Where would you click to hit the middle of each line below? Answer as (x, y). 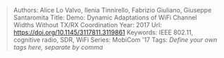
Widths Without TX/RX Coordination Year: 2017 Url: (88, 25)
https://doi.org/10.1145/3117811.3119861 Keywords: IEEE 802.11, (103, 32)
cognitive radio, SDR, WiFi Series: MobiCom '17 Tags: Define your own (115, 40)
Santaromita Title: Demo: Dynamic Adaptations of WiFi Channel (105, 17)
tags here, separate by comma (58, 47)
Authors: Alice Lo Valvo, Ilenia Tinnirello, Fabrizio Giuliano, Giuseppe (112, 10)
